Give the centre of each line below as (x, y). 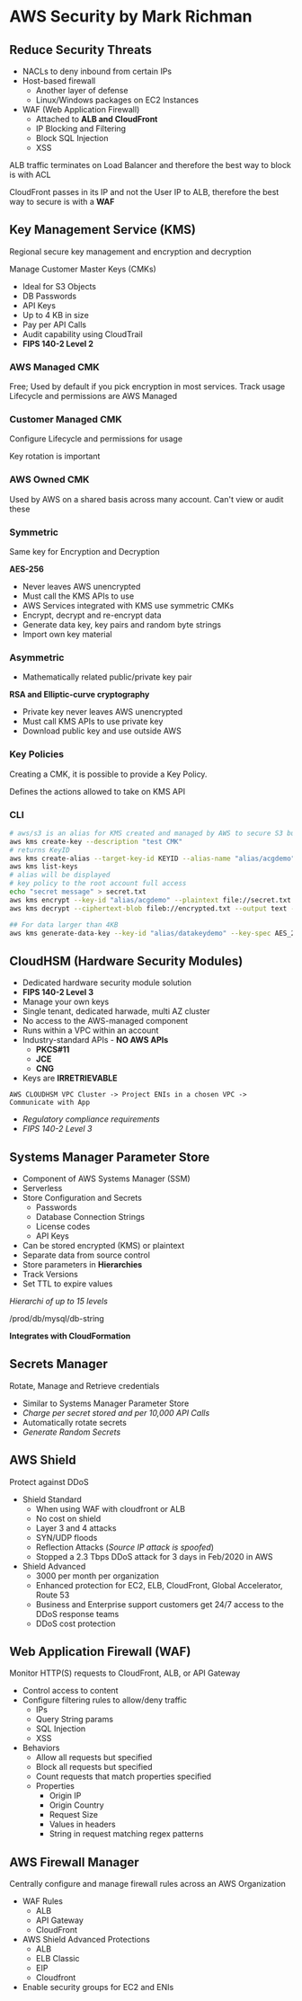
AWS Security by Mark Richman (131, 17)
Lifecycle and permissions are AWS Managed (93, 396)
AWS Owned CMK (49, 480)
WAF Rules (42, 1901)
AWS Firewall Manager (74, 1862)
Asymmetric (37, 657)
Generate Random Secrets (71, 1432)
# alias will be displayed (60, 875)
